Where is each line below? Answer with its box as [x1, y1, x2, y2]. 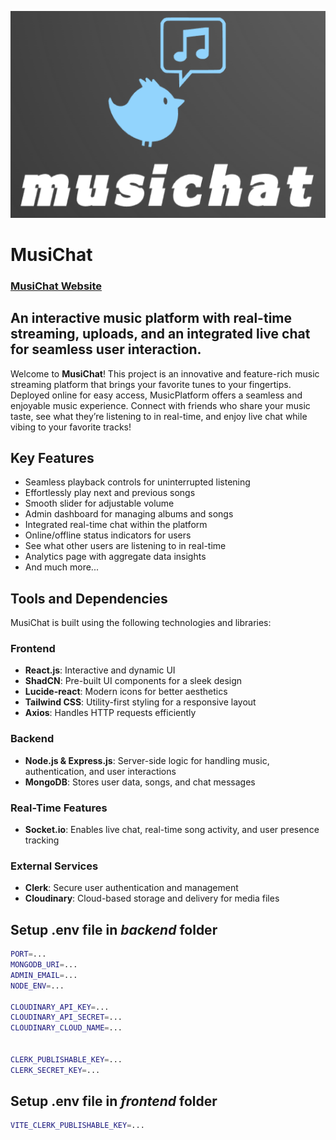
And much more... [24, 561, 99, 573]
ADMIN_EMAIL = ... [10, 970, 78, 980]
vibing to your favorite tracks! [10, 421, 132, 433]
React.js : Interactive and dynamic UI [24, 664, 176, 676]
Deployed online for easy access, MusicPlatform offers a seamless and [10, 389, 303, 401]
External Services [10, 859, 99, 873]
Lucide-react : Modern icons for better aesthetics [24, 686, 228, 698]
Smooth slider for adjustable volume [24, 497, 175, 510]
